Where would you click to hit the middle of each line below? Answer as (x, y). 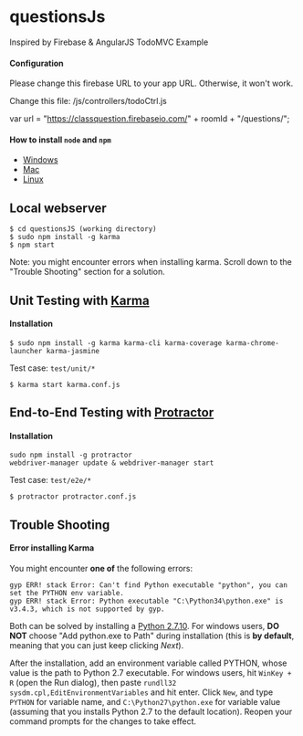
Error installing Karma (52, 548)
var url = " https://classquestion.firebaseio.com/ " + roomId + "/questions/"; (150, 119)
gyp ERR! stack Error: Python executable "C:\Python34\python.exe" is (146, 601)
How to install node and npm (60, 140)
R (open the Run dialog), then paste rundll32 (93, 682)
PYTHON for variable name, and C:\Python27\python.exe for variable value (145, 701)
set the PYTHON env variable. (67, 593)
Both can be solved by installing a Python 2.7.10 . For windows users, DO (145, 626)
